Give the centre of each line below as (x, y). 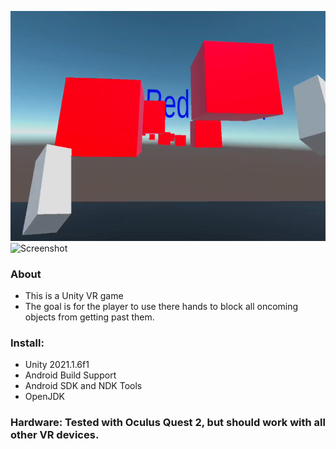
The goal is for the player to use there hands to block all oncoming (161, 307)
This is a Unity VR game (74, 296)
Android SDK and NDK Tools (83, 386)
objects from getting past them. (89, 317)
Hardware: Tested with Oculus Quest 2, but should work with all (168, 423)
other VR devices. (55, 435)
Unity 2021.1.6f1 (57, 365)
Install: (27, 343)
